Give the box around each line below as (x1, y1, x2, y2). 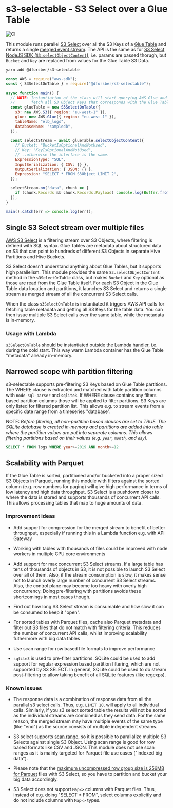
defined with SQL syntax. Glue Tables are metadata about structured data (6, 242, 162, 248)
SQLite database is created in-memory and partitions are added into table (6, 424, 163, 430)
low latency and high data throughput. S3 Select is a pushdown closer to (6, 489, 159, 495)
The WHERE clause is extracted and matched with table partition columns (6, 386, 162, 392)
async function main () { (6, 91, 59, 96)
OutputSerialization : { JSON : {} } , (15, 167, 94, 172)
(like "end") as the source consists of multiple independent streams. (13, 724, 158, 730)
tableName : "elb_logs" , (15, 119, 66, 124)
